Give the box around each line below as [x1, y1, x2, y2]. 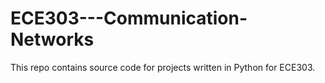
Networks [10, 28, 95, 51]
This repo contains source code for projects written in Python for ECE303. [10, 61, 316, 73]
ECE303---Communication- [10, 7, 248, 30]
